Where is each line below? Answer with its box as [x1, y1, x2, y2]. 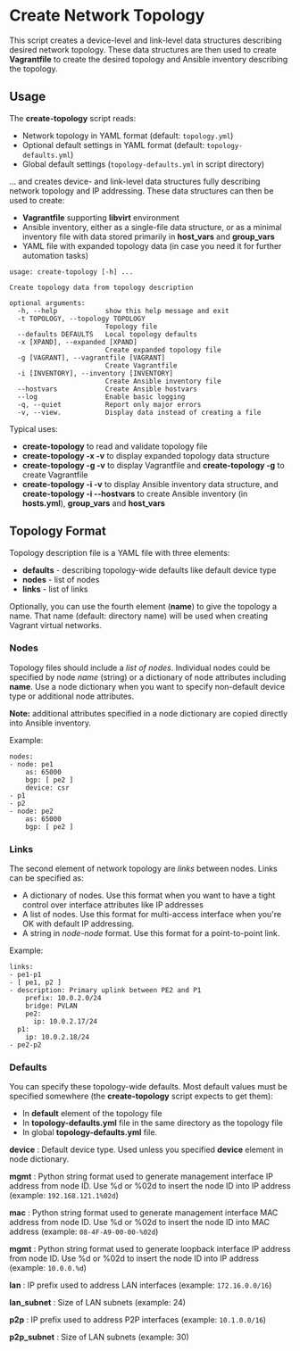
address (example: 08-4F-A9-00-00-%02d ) [9, 1226, 159, 1237]
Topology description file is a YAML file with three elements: [9, 547, 230, 558]
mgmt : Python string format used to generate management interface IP [9, 1171, 274, 1182]
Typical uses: [9, 423, 58, 434]
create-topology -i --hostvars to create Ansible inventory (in [21, 488, 248, 499]
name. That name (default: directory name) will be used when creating [9, 610, 269, 621]
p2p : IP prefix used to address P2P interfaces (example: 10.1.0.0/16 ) [9, 1314, 266, 1325]
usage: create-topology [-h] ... [9, 267, 134, 277]
